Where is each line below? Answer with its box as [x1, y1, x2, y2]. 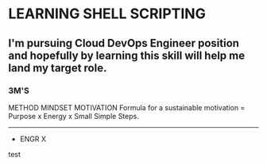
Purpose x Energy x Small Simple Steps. [8, 111, 139, 121]
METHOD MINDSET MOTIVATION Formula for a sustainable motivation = [8, 102, 246, 112]
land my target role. [8, 61, 107, 75]
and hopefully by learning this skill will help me [8, 48, 245, 62]
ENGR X [19, 134, 46, 144]
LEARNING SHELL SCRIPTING [8, 5, 207, 23]
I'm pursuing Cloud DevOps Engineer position [8, 36, 240, 50]
